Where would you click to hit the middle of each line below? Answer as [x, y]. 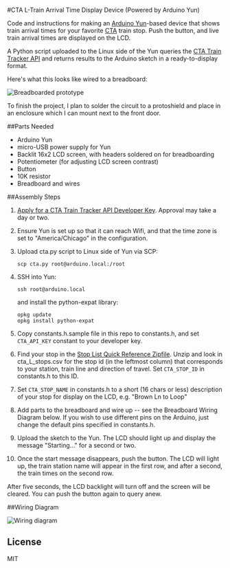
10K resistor [34, 176]
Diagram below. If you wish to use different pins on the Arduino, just [113, 417]
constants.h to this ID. [48, 376]
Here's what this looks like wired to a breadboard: [77, 79]
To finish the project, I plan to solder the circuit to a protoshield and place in [114, 106]
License [24, 542]
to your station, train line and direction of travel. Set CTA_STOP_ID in [111, 369]
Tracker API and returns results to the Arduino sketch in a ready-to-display [113, 58]
